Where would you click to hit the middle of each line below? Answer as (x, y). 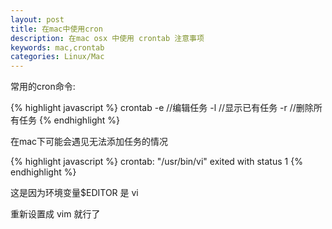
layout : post (37, 19)
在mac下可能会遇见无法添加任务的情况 (89, 142)
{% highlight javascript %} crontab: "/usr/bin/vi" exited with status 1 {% (156, 162)
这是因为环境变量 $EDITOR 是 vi (74, 193)
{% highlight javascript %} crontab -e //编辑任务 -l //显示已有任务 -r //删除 (162, 108)
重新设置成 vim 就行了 (55, 214)
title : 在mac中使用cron (56, 29)
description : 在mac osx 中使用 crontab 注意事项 (107, 38)
